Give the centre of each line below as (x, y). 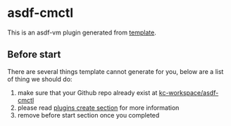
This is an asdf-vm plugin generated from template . (82, 32)
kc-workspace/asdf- (189, 92)
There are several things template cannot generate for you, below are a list (115, 71)
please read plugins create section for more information (98, 108)
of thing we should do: (40, 79)
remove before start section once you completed (88, 115)
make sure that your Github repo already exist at (87, 92)
